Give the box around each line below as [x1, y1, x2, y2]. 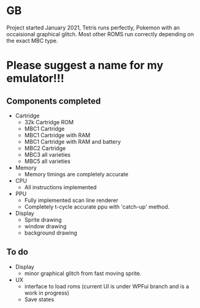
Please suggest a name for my [6, 59, 164, 72]
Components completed [6, 96, 101, 106]
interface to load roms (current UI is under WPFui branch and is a [24, 282, 189, 290]
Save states [24, 295, 54, 303]
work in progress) [24, 289, 69, 296]
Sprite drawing [24, 216, 62, 223]
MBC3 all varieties [24, 151, 71, 158]
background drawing [24, 229, 78, 236]
